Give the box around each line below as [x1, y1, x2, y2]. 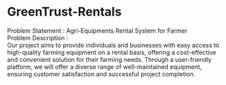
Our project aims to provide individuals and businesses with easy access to [7, 41, 220, 49]
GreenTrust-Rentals [7, 4, 122, 20]
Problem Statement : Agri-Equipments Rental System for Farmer [7, 27, 188, 35]
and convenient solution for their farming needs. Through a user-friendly [7, 55, 212, 63]
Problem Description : [7, 33, 68, 41]
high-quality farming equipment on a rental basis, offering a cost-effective [7, 48, 216, 56]
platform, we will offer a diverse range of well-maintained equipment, [7, 63, 202, 71]
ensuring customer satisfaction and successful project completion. [7, 69, 196, 78]
